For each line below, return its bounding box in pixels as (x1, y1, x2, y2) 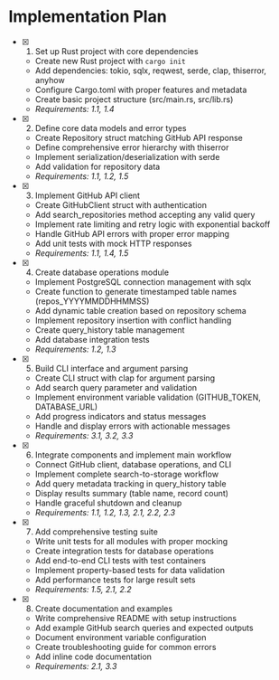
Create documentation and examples (34, 603, 173, 614)
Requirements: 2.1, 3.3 (34, 660, 117, 671)
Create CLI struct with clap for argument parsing (34, 373, 216, 383)
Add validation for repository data (34, 161, 161, 172)
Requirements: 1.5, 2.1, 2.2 (34, 583, 132, 594)
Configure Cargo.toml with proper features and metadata (34, 84, 247, 95)
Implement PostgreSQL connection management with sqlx (34, 276, 252, 287)
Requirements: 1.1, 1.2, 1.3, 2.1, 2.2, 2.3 (34, 506, 176, 517)
